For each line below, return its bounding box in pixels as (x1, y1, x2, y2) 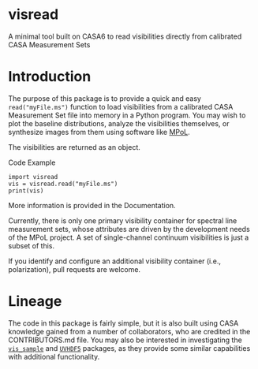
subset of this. (8, 240, 55, 250)
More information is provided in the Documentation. (8, 200, 176, 210)
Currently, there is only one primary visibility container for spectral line (8, 215, 237, 225)
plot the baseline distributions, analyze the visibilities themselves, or (8, 118, 230, 128)
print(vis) (8, 187, 44, 195)
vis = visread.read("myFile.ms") (8, 180, 118, 188)
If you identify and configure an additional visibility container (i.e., (8, 256, 222, 266)
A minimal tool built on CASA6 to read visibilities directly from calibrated (8, 32, 242, 41)
